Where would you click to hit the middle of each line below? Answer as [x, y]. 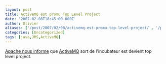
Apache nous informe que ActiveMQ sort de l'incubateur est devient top [79, 51]
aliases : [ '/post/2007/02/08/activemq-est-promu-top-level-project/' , [79, 28]
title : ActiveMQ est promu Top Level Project [53, 14]
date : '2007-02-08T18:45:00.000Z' [41, 19]
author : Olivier [22, 23]
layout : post [19, 10]
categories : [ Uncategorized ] [35, 32]
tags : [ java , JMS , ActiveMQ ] [33, 37]
